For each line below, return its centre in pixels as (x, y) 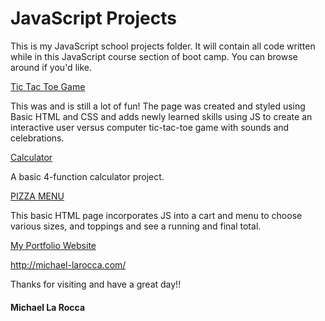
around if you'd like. (51, 67)
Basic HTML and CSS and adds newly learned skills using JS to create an (161, 116)
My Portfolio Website (53, 245)
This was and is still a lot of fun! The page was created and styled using (158, 106)
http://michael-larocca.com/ (68, 264)
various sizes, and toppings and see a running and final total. (136, 226)
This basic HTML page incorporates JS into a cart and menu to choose (156, 215)
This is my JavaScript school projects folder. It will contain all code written (163, 46)
